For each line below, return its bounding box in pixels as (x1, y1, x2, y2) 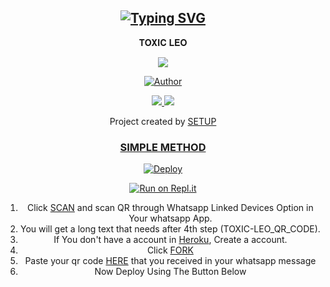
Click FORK (146, 244, 194, 256)
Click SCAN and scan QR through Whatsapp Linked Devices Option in (27, 202, 314, 214)
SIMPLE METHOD (119, 140, 207, 154)
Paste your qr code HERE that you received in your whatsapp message (24, 255, 317, 267)
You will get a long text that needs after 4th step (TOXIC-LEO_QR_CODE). (19, 223, 321, 235)
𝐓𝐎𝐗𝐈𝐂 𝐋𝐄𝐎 (138, 36, 188, 48)
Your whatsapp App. (128, 212, 213, 225)
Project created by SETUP (109, 115, 217, 127)
